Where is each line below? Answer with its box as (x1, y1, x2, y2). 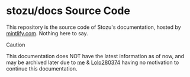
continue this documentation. (6, 65, 78, 72)
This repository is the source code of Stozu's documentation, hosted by (6, 24, 182, 31)
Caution (6, 41, 25, 48)
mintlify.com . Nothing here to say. (6, 29, 89, 36)
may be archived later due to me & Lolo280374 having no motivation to (6, 59, 179, 66)
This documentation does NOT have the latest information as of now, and (6, 52, 185, 59)
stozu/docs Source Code (6, 4, 130, 18)
